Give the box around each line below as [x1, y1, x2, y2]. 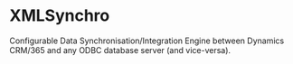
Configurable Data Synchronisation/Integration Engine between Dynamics [9, 35, 285, 46]
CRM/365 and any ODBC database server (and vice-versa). [9, 44, 232, 55]
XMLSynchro [9, 5, 110, 26]
